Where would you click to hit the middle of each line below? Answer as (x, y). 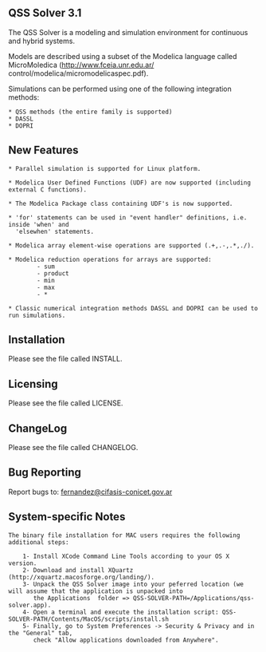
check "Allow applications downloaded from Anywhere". (126, 640)
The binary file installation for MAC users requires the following (124, 535)
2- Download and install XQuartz (78, 570)
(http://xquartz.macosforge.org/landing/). (82, 577)
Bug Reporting (45, 473)
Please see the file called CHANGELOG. (73, 448)
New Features (43, 150)
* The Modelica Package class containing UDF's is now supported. (121, 204)
